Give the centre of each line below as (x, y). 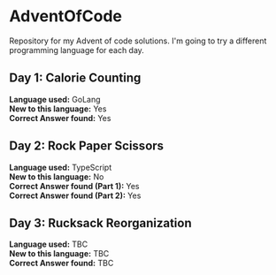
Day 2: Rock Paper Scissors (87, 146)
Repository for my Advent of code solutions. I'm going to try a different (138, 41)
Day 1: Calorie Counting (75, 78)
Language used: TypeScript (61, 167)
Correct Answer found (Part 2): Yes (75, 195)
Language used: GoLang (55, 99)
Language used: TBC (49, 244)
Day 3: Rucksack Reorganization (100, 223)
